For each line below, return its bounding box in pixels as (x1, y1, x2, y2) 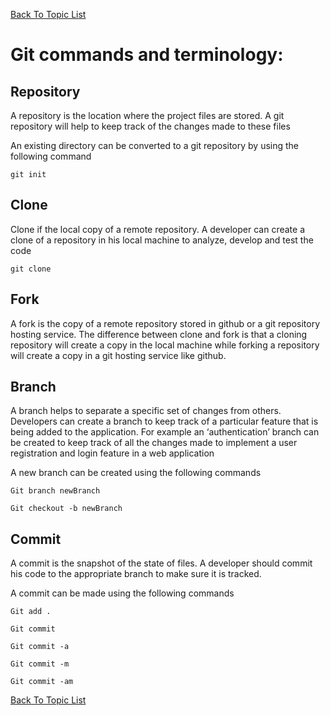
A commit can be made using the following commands (10, 587, 235, 599)
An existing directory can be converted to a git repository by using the (10, 140, 300, 151)
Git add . (10, 607, 52, 617)
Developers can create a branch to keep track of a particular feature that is (10, 415, 319, 428)
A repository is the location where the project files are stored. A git (10, 110, 285, 121)
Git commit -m (10, 659, 70, 669)
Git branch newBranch (10, 486, 101, 496)
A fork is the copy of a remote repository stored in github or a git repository (10, 317, 321, 329)
